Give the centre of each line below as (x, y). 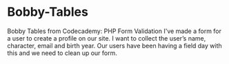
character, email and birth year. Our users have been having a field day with (114, 45)
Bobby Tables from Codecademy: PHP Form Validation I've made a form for (114, 31)
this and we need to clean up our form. (62, 53)
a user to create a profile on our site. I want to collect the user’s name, (107, 38)
